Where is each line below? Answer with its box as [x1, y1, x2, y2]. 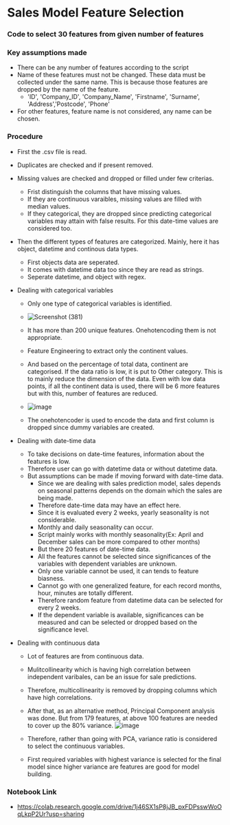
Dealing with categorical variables [16, 286, 113, 294]
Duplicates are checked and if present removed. [16, 160, 154, 169]
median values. [27, 202, 71, 211]
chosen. [16, 115, 41, 123]
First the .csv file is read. [16, 147, 87, 156]
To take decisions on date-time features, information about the [27, 449, 205, 458]
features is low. [27, 457, 71, 465]
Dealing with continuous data [16, 639, 100, 647]
